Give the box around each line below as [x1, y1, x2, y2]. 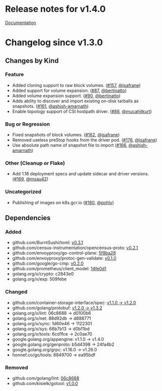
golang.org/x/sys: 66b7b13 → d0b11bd [12, 326, 90, 332]
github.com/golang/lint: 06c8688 [12, 375, 80, 381]
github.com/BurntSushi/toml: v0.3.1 [12, 240, 83, 246]
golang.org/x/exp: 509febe [12, 276, 67, 282]
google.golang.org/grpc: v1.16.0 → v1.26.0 [12, 346, 97, 352]
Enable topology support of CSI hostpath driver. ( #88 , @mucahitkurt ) [12, 108, 152, 114]
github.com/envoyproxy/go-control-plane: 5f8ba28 [12, 250, 116, 256]
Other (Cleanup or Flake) [5, 160, 65, 167]
